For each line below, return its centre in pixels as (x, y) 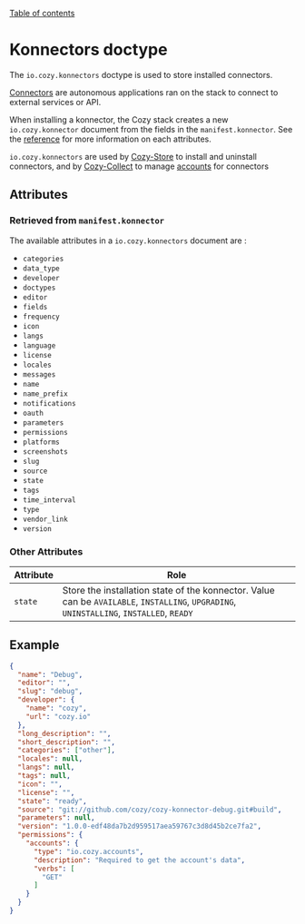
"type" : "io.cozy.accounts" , (89, 851)
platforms (41, 442)
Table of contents (42, 13)
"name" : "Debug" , (50, 674)
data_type (41, 268)
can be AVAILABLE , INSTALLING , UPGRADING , (149, 601)
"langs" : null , (46, 767)
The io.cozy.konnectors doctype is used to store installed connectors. (141, 74)
